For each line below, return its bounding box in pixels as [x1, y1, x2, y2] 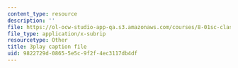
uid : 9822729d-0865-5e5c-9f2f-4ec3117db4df [7, 50, 138, 57]
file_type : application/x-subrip [7, 30, 106, 38]
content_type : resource [7, 10, 78, 18]
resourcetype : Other [7, 37, 69, 44]
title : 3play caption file [7, 43, 87, 50]
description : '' [7, 17, 55, 24]
